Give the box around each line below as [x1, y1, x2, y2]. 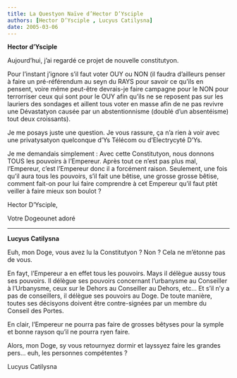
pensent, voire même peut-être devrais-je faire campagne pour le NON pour [7, 85, 229, 94]
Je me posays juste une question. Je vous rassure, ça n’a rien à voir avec [7, 128, 220, 137]
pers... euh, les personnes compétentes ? [7, 349, 128, 358]
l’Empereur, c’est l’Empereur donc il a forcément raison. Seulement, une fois [7, 165, 228, 173]
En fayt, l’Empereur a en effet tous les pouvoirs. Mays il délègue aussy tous [7, 269, 226, 278]
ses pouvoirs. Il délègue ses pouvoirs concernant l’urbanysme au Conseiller [7, 277, 228, 285]
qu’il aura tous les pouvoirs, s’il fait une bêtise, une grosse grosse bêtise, [7, 172, 219, 180]
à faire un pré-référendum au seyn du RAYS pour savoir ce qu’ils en [7, 77, 204, 86]
